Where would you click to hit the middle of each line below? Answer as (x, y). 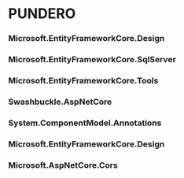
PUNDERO (42, 14)
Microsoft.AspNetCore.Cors (63, 165)
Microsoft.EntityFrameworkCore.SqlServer (92, 60)
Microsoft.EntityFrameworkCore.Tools (83, 80)
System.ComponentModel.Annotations (85, 123)
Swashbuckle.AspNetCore (60, 102)
